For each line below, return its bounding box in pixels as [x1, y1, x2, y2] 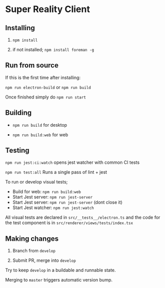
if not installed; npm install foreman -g [12, 47, 95, 52]
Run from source [5, 61, 59, 70]
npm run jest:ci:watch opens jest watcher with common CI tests [5, 159, 140, 165]
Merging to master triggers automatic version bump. [5, 277, 113, 283]
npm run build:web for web [12, 132, 68, 138]
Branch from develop [12, 248, 56, 254]
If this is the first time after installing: [5, 74, 81, 80]
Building [5, 109, 32, 117]
